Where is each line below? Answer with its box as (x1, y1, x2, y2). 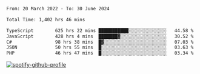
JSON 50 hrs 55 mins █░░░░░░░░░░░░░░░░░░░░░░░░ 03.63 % (6, 44, 194, 51)
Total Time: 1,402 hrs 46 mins (6, 16, 85, 22)
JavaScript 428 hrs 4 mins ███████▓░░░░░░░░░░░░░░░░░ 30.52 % (6, 33, 194, 39)
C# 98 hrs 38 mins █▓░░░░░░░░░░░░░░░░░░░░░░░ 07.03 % (6, 39, 194, 45)
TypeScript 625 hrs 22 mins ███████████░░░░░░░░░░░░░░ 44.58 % (6, 27, 194, 33)
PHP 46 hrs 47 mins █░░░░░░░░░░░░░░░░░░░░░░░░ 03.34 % (6, 50, 194, 56)
